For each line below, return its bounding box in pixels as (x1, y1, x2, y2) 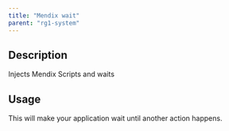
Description (8, 48, 68, 62)
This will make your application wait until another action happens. (8, 114, 223, 123)
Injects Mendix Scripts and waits (8, 69, 115, 79)
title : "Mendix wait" (8, 11, 80, 20)
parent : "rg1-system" (8, 19, 80, 27)
